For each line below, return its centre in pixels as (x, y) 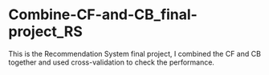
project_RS (45, 32)
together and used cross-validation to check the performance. (112, 62)
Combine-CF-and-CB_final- (103, 15)
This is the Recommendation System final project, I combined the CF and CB (134, 53)
